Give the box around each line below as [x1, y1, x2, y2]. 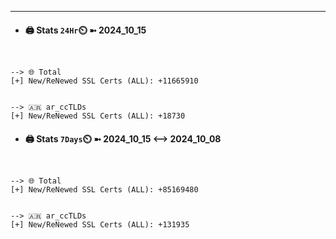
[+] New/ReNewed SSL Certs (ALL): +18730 [10, 111, 186, 121]
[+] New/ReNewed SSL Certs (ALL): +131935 [10, 220, 190, 230]
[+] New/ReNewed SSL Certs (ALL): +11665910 [10, 76, 199, 86]
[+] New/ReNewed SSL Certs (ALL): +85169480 [10, 185, 199, 195]
